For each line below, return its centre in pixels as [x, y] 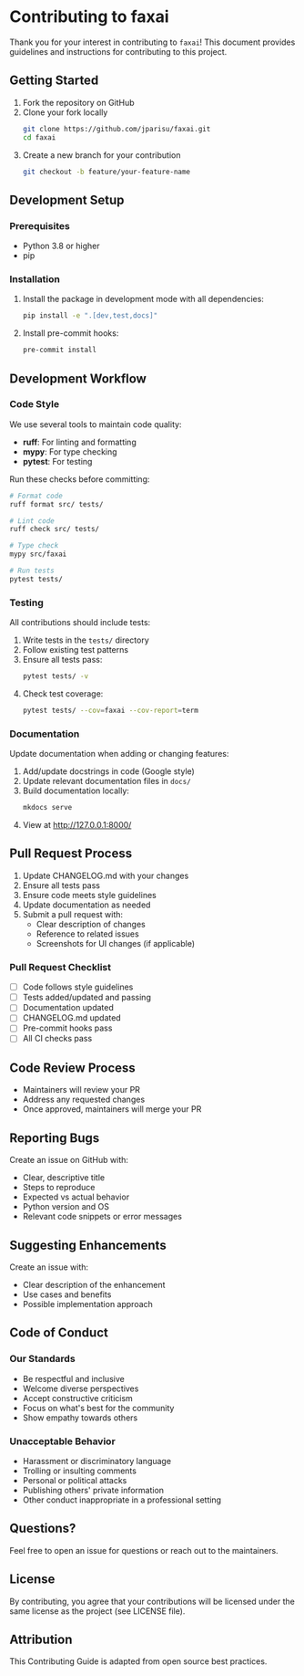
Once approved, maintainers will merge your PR [112, 1109]
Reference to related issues [87, 934]
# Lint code [32, 521]
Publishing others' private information [93, 1490]
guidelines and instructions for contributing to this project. [118, 51]
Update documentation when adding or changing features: [119, 754]
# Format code [36, 496]
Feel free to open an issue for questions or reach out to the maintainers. [144, 1550]
